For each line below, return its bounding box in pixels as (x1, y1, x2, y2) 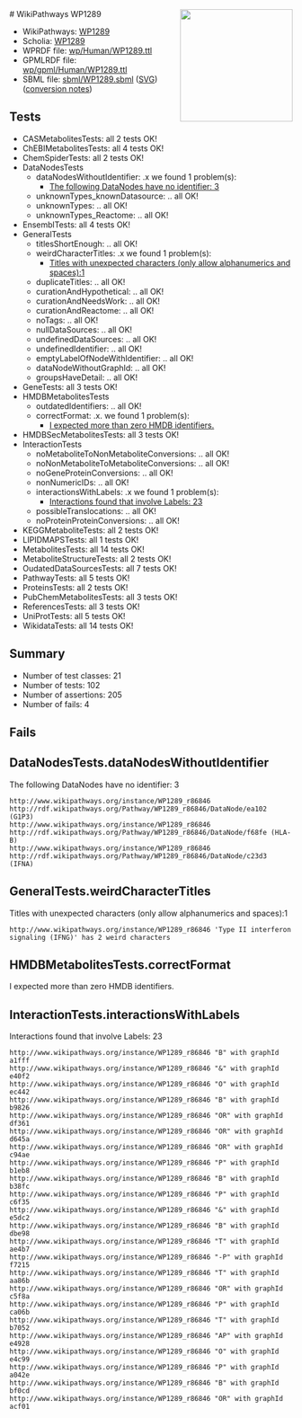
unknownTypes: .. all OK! (35, 199, 128, 210)
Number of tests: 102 (22, 679, 101, 690)
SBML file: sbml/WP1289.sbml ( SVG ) (22, 74, 158, 84)
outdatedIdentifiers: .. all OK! (35, 400, 142, 412)
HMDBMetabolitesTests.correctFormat (9, 957, 231, 973)
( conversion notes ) (22, 84, 93, 93)
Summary (9, 646, 66, 661)
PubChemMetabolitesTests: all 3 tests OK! (22, 591, 178, 602)
